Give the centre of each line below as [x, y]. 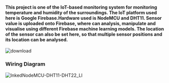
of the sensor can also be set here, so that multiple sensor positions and [84, 34]
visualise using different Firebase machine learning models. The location [85, 29]
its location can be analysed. [37, 39]
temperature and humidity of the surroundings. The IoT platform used [81, 12]
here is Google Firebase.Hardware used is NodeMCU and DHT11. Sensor [83, 18]
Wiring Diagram [25, 64]
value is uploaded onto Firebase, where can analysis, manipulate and [80, 23]
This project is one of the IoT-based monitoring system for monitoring [81, 7]
